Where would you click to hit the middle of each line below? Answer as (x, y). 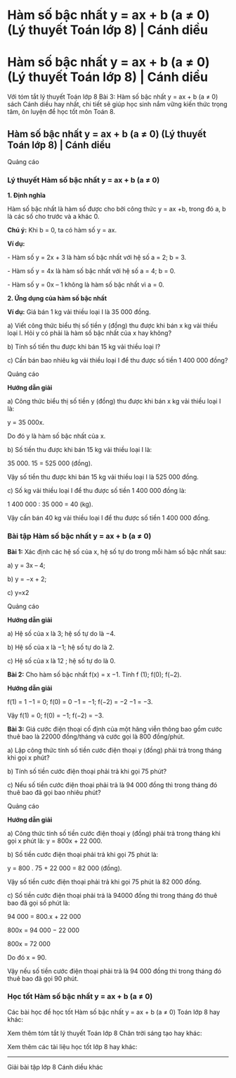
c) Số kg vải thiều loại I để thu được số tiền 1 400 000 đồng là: (97, 491)
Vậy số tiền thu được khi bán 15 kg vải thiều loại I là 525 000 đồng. (103, 477)
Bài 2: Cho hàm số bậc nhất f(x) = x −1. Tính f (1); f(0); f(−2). (94, 674)
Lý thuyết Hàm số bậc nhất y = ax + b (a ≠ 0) (84, 180)
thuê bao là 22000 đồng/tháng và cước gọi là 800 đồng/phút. (96, 737)
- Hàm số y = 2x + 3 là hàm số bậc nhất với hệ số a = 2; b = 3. (97, 258)
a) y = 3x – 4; (26, 565)
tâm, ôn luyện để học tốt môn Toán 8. (61, 112)
